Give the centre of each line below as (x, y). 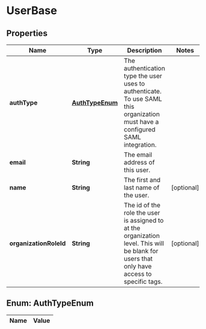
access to (138, 274)
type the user (143, 76)
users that (138, 259)
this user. (137, 170)
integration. (140, 145)
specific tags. (143, 282)
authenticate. (143, 91)
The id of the (142, 205)
